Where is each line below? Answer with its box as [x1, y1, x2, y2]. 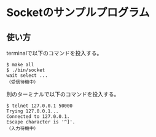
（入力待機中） [6, 125, 39, 131]
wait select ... [6, 72, 48, 79]
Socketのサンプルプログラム [6, 6, 150, 20]
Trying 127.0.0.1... [6, 108, 60, 114]
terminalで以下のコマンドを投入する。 [6, 50, 103, 57]
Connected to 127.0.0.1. [6, 114, 70, 120]
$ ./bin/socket [6, 67, 45, 73]
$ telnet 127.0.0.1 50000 [6, 103, 72, 109]
